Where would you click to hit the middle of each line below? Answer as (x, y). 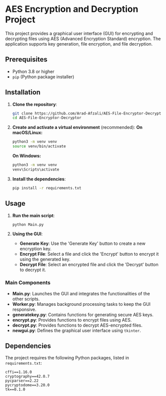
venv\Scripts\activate (36, 170)
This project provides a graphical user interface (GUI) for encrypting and (79, 33)
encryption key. (36, 249)
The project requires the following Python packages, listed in (67, 358)
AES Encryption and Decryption (72, 9)
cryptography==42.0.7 (28, 377)
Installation (23, 92)
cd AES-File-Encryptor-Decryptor (47, 118)
